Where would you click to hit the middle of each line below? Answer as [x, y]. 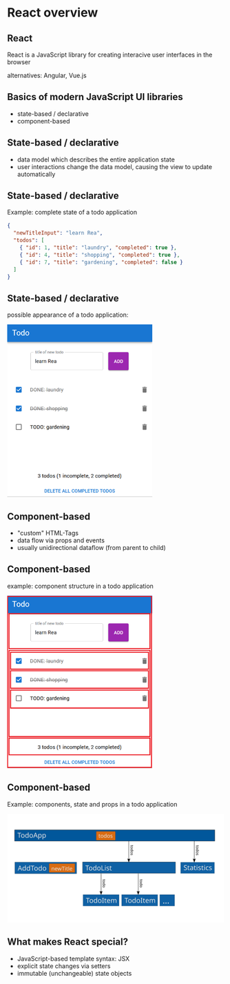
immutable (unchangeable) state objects [74, 973]
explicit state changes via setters [64, 966]
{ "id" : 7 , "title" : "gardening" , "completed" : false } [102, 262]
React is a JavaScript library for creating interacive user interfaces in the [110, 55]
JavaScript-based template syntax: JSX [73, 958]
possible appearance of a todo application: [68, 315]
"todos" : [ [29, 240]
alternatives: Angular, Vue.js [47, 75]
